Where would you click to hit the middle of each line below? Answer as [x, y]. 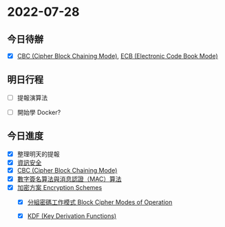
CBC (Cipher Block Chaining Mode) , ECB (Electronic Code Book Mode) [117, 56]
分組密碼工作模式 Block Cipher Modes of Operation [100, 202]
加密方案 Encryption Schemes [60, 188]
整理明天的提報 [38, 154]
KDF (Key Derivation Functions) [72, 216]
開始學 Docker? [39, 112]
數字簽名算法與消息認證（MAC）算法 [69, 179]
